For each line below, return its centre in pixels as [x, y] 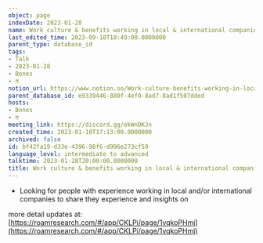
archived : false [34, 139]
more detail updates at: [45, 214]
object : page [29, 15]
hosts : [19, 103]
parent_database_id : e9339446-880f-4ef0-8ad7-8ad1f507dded [106, 96]
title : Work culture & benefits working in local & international [119, 169]
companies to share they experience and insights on [104, 199]
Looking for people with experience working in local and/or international [135, 190]
